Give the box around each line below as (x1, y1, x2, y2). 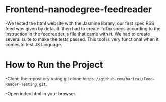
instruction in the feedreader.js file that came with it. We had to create (5, 31, 150, 37)
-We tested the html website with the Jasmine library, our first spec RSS (5, 20, 155, 26)
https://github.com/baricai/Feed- (82, 76, 155, 81)
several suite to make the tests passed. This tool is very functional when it (5, 36, 159, 42)
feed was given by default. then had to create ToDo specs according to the (5, 25, 161, 31)
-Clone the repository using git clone (5, 75, 82, 81)
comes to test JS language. (5, 41, 62, 47)
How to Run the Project (5, 59, 103, 71)
